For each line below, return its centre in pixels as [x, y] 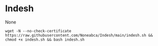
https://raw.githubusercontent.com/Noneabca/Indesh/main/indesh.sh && [79, 35]
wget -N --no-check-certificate [38, 31]
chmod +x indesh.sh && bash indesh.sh [45, 40]
